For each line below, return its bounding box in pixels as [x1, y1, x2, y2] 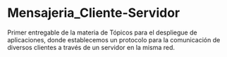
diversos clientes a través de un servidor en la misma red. [7, 43, 175, 51]
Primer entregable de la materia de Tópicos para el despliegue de [7, 28, 197, 37]
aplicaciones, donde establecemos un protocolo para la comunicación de [7, 35, 221, 44]
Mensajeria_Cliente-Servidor [7, 5, 180, 21]
